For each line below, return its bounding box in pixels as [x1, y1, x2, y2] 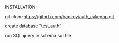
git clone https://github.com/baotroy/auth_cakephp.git [5, 14, 114, 19]
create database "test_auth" [5, 23, 62, 29]
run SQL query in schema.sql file [5, 33, 71, 38]
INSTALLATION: [5, 4, 37, 10]
